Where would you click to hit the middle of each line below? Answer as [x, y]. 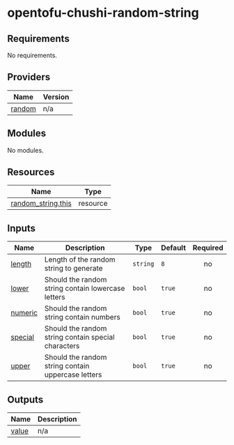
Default [174, 248]
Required [208, 248]
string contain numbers [82, 317]
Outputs [25, 399]
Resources [31, 172]
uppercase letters [73, 375]
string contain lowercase [85, 289]
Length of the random [80, 259]
